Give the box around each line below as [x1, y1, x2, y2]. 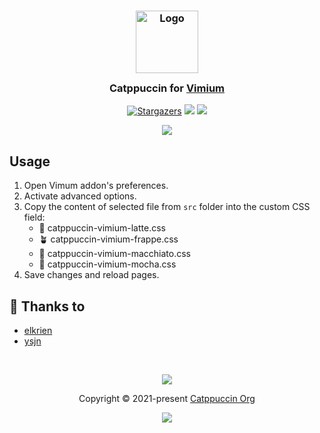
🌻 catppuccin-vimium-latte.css [38, 222, 166, 234]
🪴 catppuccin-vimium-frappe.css [38, 233, 179, 245]
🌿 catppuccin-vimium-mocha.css [38, 258, 177, 270]
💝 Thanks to [9, 298, 86, 315]
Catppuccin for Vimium [108, 81, 225, 95]
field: [23, 211, 46, 224]
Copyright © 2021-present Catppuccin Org [78, 392, 256, 404]
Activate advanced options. [23, 190, 137, 202]
